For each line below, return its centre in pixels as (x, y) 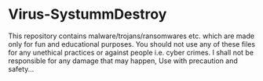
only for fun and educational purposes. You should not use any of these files (132, 44)
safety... (21, 69)
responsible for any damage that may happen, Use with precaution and (123, 61)
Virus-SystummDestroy (88, 14)
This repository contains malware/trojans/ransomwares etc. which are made (131, 36)
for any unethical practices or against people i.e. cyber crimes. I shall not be (131, 52)
